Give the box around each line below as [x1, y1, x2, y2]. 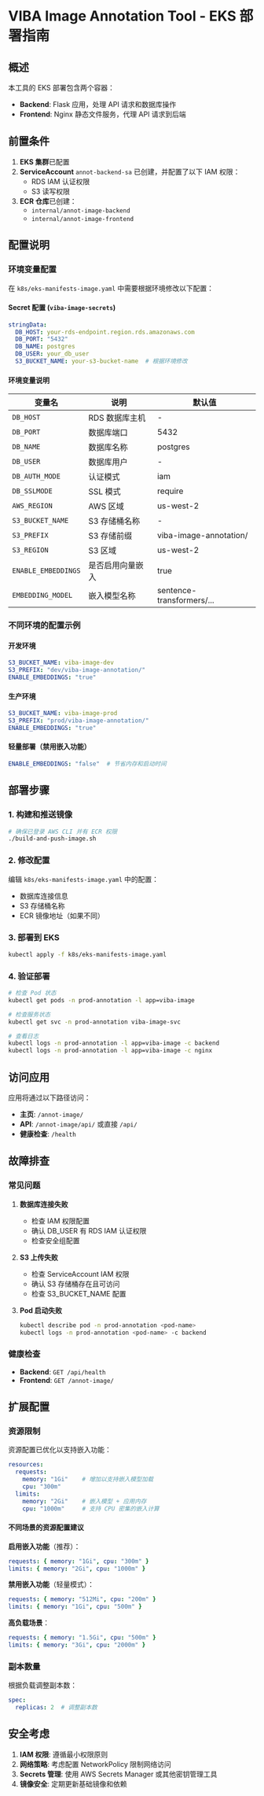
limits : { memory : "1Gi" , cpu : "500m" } [8, 1602, 143, 1611]
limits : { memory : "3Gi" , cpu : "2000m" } [8, 1641, 146, 1649]
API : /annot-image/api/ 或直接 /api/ [19, 1119, 137, 1129]
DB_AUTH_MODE [12, 472, 61, 481]
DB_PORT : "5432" [15, 335, 68, 343]
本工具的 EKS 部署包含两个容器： [8, 83, 115, 92]
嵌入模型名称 [88, 591, 136, 602]
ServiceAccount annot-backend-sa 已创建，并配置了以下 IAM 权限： [19, 167, 240, 176]
